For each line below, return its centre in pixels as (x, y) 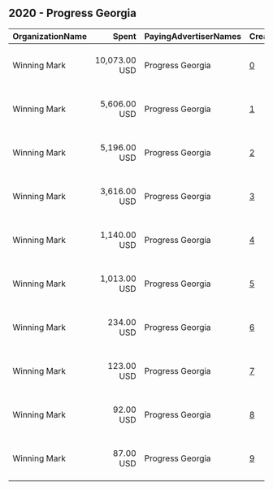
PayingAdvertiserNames (193, 36)
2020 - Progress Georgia (72, 13)
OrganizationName (50, 36)
